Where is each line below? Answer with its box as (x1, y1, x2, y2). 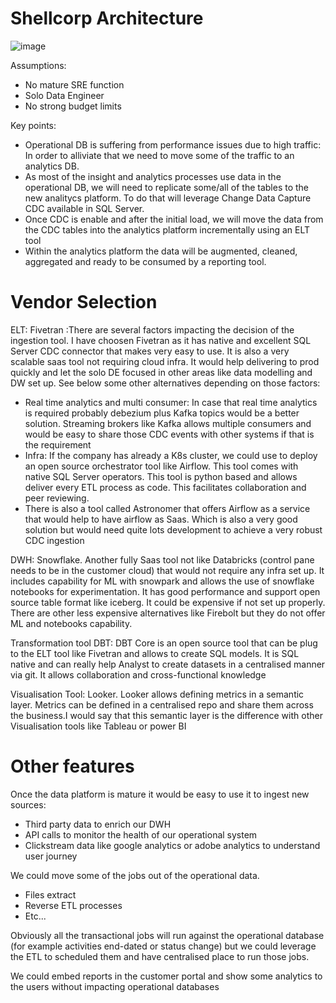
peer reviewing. (24, 492, 90, 504)
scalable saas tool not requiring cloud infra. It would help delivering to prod (10, 355, 320, 367)
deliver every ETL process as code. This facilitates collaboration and (24, 481, 307, 493)
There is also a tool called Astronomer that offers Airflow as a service (24, 502, 311, 514)
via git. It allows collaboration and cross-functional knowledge (10, 668, 267, 681)
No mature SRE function (24, 78, 125, 91)
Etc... (24, 910, 47, 922)
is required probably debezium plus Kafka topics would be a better (24, 407, 300, 419)
